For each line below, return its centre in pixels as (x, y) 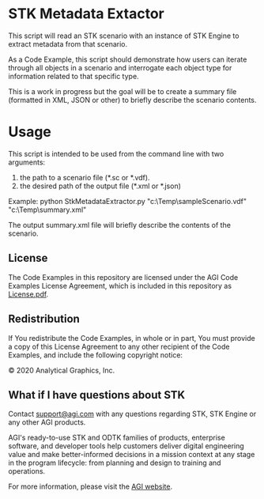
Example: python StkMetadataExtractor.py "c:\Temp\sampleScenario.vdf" (128, 201)
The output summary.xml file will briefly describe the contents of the (120, 225)
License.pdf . (28, 294)
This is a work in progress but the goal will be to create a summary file (123, 91)
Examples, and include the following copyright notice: (96, 355)
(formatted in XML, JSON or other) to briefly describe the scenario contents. (132, 100)
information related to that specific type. (74, 76)
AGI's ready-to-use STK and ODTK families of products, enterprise (117, 438)
